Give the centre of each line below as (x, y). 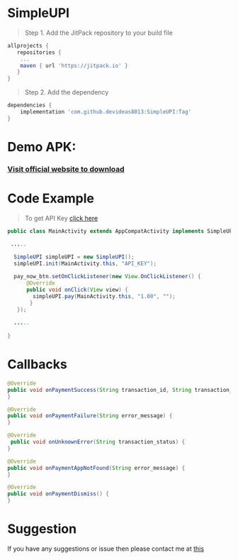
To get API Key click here (61, 218)
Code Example (51, 198)
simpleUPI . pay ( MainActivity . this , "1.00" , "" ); (104, 296)
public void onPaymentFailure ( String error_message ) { (90, 416)
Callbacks (37, 364)
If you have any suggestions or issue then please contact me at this (106, 549)
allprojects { (28, 45)
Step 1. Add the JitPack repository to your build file (99, 33)
